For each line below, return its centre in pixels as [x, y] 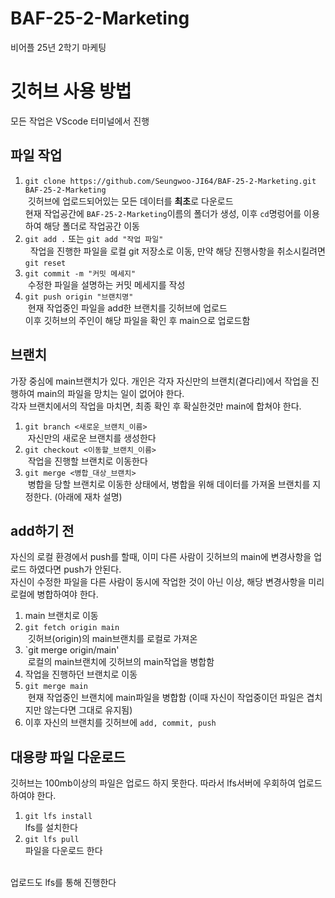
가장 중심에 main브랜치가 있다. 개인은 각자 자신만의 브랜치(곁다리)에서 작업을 [159, 381]
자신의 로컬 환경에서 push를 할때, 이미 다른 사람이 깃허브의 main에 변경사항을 [161, 557]
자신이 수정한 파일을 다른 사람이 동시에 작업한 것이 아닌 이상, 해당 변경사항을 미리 [167, 582]
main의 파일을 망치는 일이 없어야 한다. [110, 393]
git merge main [56, 687]
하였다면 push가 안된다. [75, 569]
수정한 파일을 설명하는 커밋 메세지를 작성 [106, 284]
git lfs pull [52, 840]
